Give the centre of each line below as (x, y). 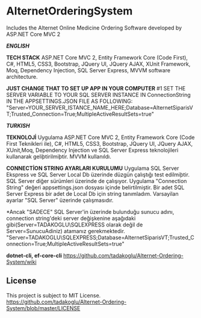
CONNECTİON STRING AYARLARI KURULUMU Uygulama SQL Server (93, 168)
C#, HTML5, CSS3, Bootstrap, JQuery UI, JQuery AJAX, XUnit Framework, (98, 64)
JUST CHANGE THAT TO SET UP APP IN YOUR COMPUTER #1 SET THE (96, 88)
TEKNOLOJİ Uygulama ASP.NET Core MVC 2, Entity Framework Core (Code (100, 137)
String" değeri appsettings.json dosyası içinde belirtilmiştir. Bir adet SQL (95, 187)
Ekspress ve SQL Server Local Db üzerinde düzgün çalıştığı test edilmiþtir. (98, 174)
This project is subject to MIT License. (54, 295)
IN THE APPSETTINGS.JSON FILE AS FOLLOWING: (70, 101)
